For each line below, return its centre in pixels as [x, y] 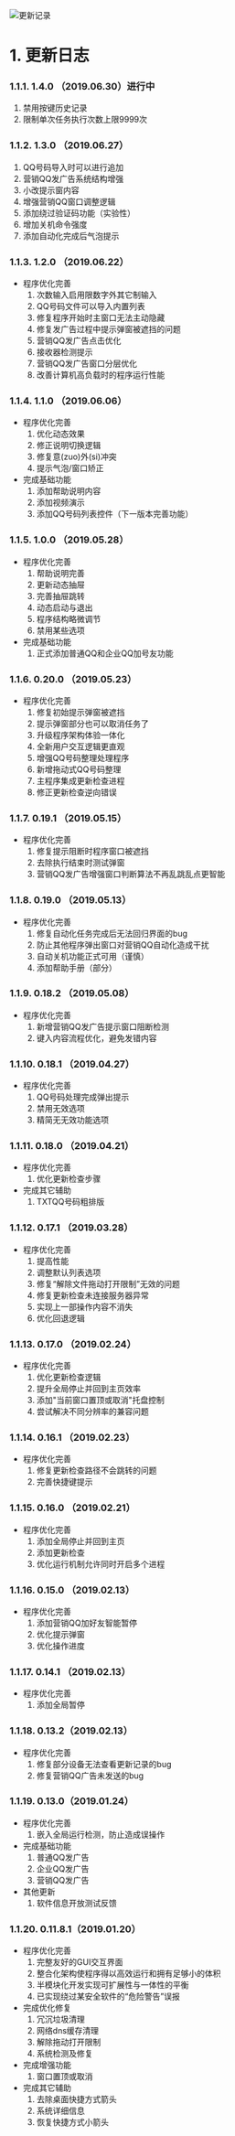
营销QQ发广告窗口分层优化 [87, 364]
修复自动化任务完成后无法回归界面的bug [112, 933]
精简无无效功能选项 [73, 1120]
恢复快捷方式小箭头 [73, 2122]
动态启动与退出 [64, 607]
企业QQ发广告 [63, 1868]
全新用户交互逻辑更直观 [80, 746]
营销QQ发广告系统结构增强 [73, 178]
